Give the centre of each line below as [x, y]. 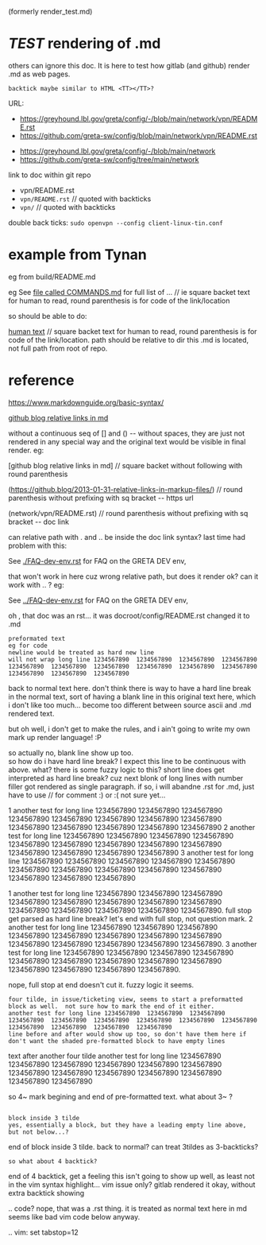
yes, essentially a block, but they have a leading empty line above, [127, 1125]
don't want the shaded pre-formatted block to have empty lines [117, 1041]
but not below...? [39, 1132]
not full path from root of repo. [58, 348]
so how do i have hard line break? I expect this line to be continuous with [127, 761]
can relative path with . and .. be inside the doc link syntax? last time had [127, 537]
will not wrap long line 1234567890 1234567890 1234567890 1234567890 [133, 659]
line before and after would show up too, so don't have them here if [127, 1034]
